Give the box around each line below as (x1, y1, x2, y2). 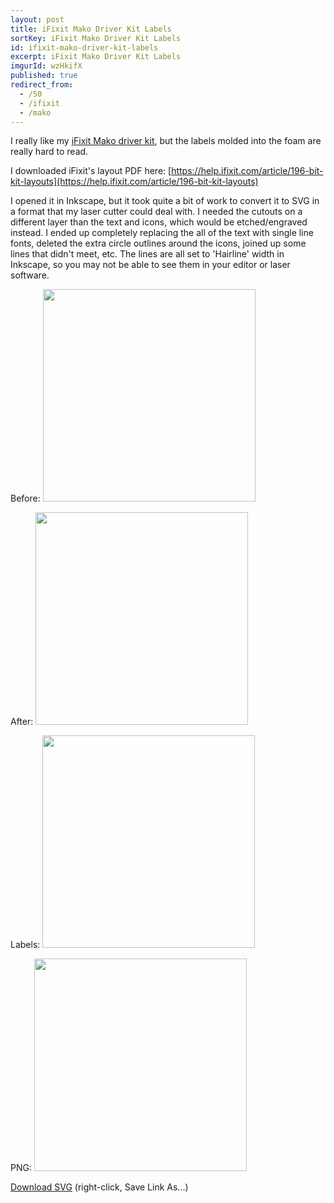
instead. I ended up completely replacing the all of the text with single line (10, 227, 314, 239)
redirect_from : (10, 80, 74, 90)
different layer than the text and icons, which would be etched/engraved (10, 216, 308, 228)
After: (10, 716, 34, 728)
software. (10, 269, 50, 281)
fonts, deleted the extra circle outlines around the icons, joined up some (10, 237, 307, 250)
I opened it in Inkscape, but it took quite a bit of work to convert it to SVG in (10, 195, 320, 207)
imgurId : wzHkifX (10, 61, 83, 71)
